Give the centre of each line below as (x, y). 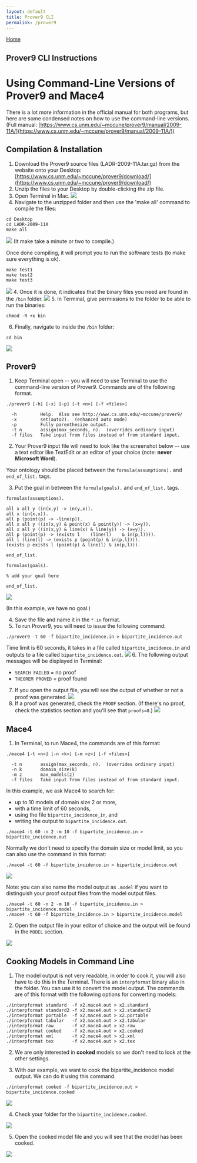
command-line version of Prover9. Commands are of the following (95, 387)
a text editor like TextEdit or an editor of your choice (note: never (93, 453)
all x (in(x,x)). (27, 514)
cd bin (14, 338)
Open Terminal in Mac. (42, 196)
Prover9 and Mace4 (55, 96)
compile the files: (36, 208)
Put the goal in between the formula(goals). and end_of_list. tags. (97, 488)
